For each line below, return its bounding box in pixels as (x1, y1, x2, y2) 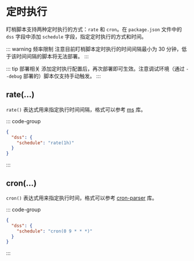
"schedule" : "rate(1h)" (16, 140, 75, 146)
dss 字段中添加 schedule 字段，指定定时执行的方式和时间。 (6, 33, 147, 40)
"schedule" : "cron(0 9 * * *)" (16, 228, 93, 234)
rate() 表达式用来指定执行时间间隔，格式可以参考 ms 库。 (6, 106, 146, 113)
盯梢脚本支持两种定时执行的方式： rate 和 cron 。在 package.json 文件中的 (6, 26, 182, 33)
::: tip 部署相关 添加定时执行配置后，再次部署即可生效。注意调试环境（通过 (6, 65, 185, 72)
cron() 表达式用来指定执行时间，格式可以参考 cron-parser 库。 (6, 194, 158, 201)
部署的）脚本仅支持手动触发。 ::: (23, 72, 101, 79)
